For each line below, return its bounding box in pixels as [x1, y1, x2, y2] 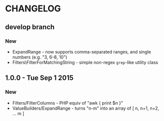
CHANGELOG [5, 3, 61, 14]
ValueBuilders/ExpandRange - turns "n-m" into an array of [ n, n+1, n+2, [12, 105, 160, 111]
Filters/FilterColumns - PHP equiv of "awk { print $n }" [12, 100, 123, 106]
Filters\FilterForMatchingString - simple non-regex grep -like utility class [12, 59, 159, 65]
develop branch [5, 23, 55, 31]
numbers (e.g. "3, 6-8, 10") [12, 54, 68, 60]
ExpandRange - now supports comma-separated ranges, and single [12, 49, 151, 55]
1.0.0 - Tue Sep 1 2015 [5, 74, 74, 82]
